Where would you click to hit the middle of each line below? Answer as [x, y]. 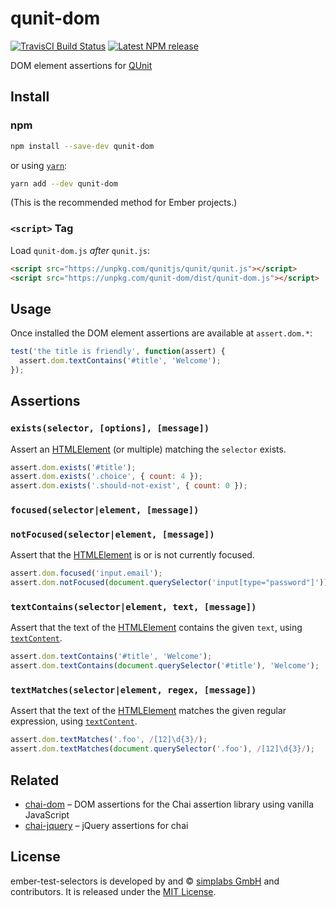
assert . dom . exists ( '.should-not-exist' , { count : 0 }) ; [129, 486]
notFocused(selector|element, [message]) [112, 535]
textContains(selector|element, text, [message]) [133, 607]
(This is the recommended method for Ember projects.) [124, 203]
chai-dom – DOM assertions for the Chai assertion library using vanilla [169, 804]
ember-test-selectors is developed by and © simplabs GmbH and [145, 881]
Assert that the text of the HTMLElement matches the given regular [148, 711]
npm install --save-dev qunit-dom [82, 146]
